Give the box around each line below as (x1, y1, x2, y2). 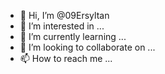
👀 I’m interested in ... (19, 20, 105, 32)
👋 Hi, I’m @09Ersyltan (19, 10, 110, 21)
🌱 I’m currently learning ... (19, 31, 127, 42)
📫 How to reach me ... (19, 53, 113, 64)
